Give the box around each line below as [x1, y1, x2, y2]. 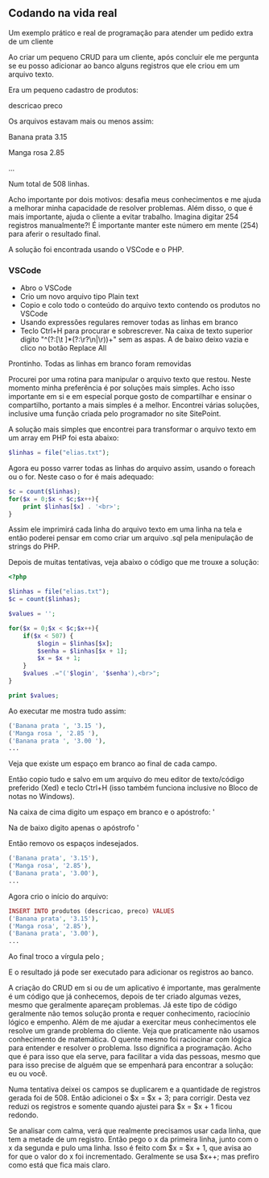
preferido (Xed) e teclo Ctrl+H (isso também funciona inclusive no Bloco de [8, 783, 259, 793]
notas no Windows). [8, 792, 75, 801]
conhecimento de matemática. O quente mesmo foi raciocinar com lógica [8, 1034, 252, 1045]
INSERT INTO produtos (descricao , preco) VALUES [8, 907, 175, 915]
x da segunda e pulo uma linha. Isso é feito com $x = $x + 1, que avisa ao [8, 1143, 252, 1153]
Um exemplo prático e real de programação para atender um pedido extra [8, 27, 254, 37]
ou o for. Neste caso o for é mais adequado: [8, 472, 155, 482]
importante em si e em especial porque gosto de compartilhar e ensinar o [8, 392, 252, 402]
